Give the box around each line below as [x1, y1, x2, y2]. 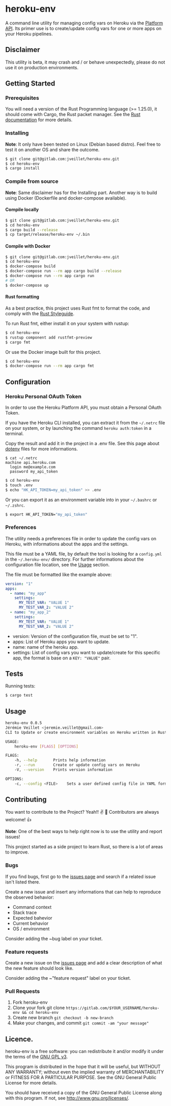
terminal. [5, 430, 24, 436]
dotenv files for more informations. [5, 446, 78, 452]
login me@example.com [10, 464, 56, 469]
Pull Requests [5, 987, 40, 994]
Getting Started [5, 79, 55, 88]
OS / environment [12, 925, 50, 932]
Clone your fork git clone [12, 1005, 65, 1011]
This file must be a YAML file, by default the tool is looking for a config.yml [5, 550, 162, 557]
